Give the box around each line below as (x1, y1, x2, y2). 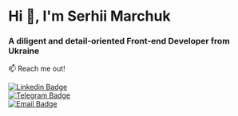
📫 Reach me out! (8, 64, 65, 74)
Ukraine (8, 45, 40, 56)
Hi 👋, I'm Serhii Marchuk (8, 7, 171, 25)
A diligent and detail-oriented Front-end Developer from (8, 36, 230, 47)
